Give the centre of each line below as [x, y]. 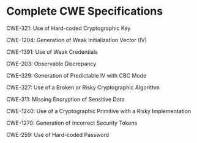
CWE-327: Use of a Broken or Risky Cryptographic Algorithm [83, 87]
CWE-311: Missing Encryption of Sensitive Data [65, 99]
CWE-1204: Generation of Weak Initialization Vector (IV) [77, 40]
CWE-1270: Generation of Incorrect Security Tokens [72, 123]
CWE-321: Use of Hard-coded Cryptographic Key [69, 28]
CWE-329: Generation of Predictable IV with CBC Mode [76, 75]
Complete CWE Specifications [85, 11]
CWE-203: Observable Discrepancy [51, 64]
